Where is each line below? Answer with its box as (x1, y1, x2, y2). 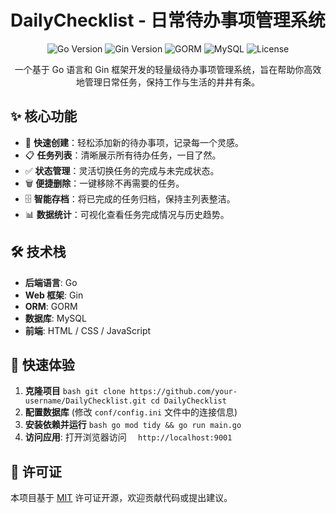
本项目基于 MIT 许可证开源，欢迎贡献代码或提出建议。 (10, 492, 233, 504)
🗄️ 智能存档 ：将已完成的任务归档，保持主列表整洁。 (24, 192, 236, 205)
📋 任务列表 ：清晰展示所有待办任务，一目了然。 (24, 149, 222, 161)
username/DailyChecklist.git (24, 396, 147, 406)
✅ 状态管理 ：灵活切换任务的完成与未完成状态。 (24, 164, 220, 176)
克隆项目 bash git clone (24, 385, 126, 397)
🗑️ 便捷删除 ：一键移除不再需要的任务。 (24, 177, 185, 189)
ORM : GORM (24, 300, 78, 312)
